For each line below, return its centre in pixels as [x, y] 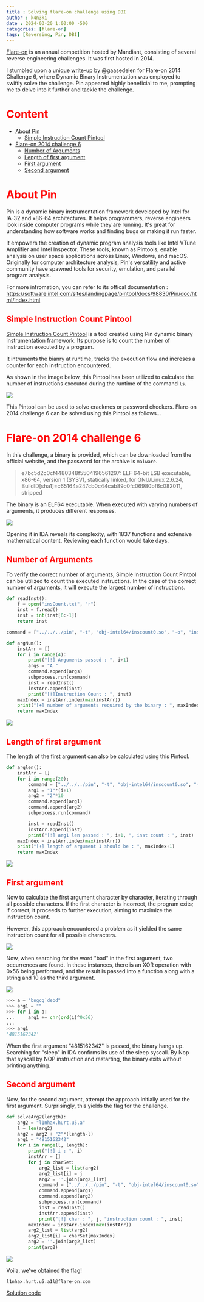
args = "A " [43, 666]
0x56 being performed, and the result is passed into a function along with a [100, 971]
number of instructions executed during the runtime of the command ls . [97, 383]
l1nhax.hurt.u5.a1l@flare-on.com [49, 1281]
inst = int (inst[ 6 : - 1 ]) [47, 616]
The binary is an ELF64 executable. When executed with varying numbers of [102, 504]
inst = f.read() [38, 610]
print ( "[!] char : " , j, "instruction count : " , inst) [111, 1219]
